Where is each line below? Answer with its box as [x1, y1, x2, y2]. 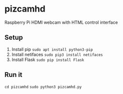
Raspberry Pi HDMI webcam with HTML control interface [4, 19, 118, 25]
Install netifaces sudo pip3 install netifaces [11, 51, 103, 57]
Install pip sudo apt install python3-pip [11, 46, 93, 52]
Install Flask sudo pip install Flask [11, 57, 84, 63]
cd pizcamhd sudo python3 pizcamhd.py [4, 84, 82, 89]
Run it [4, 71, 23, 79]
